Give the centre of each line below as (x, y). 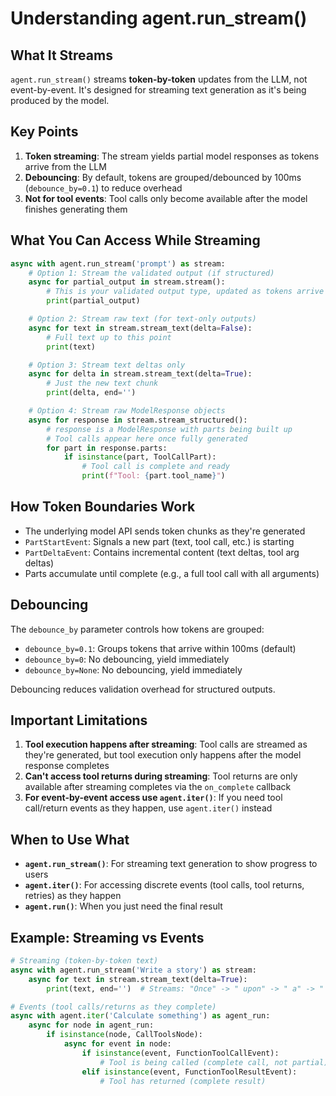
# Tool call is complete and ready (155, 467)
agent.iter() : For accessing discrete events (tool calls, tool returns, (164, 885)
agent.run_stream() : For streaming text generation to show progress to (171, 864)
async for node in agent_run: (91, 1025)
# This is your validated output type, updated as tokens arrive (185, 292)
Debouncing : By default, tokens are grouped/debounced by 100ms (163, 177)
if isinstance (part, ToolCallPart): (140, 457)
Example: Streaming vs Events (107, 937)
